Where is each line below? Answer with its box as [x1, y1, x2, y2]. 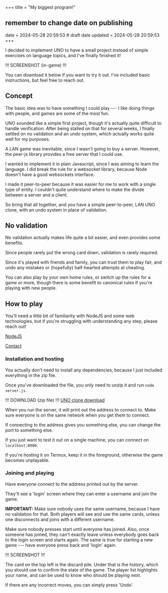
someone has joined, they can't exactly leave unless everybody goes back [5, 531, 159, 537]
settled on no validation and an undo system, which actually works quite [5, 130, 154, 137]
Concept [5, 92, 33, 100]
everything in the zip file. [5, 372, 57, 378]
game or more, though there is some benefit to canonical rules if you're [5, 280, 152, 286]
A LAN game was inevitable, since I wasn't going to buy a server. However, [5, 145, 160, 152]
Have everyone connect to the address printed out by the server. [5, 481, 139, 487]
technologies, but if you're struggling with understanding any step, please [5, 318, 158, 324]
